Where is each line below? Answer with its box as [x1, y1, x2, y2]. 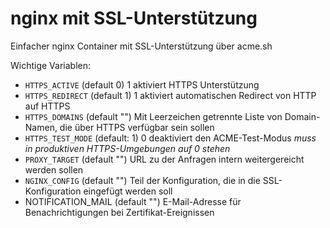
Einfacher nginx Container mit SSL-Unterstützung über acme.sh [10, 40, 273, 52]
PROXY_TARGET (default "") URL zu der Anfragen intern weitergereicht [24, 153, 305, 165]
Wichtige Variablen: [10, 59, 92, 71]
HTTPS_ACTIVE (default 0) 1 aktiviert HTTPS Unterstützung [24, 78, 260, 91]
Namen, [24, 121, 58, 133]
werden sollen [24, 163, 84, 176]
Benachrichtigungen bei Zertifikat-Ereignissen [24, 206, 215, 218]
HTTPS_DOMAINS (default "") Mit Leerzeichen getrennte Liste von [24, 110, 283, 122]
